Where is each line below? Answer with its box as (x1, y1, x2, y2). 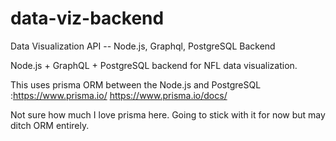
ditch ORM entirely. (10, 119, 90, 131)
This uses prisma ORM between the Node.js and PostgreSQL (10, 78, 262, 91)
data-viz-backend (10, 7, 165, 30)
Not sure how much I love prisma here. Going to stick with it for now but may (10, 108, 326, 121)
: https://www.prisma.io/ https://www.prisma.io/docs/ (10, 89, 228, 101)
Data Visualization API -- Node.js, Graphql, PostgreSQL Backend (10, 40, 276, 52)
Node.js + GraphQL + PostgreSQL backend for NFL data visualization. (10, 59, 298, 71)
